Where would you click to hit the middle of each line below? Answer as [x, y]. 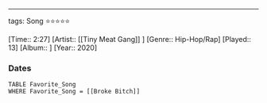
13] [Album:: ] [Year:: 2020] [53, 48]
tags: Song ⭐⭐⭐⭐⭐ [39, 21]
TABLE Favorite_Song [43, 85]
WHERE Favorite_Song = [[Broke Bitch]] [74, 92]
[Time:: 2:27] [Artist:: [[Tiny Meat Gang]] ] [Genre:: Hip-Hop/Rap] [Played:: [130, 39]
